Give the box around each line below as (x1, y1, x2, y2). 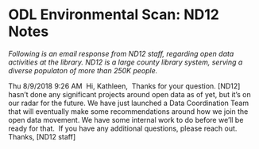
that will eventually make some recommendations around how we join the (8, 106, 249, 116)
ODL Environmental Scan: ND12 (8, 6, 220, 24)
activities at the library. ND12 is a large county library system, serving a (8, 57, 243, 67)
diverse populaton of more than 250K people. (8, 65, 158, 75)
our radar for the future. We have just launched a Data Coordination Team (8, 98, 249, 108)
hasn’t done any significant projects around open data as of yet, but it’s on (8, 89, 252, 99)
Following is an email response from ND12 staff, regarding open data (8, 49, 234, 58)
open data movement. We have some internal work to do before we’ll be (8, 115, 244, 124)
